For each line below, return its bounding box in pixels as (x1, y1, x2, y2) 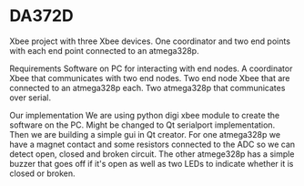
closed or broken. (9, 168, 76, 179)
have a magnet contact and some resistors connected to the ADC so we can (9, 139, 296, 150)
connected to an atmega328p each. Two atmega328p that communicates (9, 82, 286, 93)
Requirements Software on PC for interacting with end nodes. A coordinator (9, 63, 293, 74)
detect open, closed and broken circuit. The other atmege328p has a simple (9, 148, 295, 160)
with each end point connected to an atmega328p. (9, 45, 199, 56)
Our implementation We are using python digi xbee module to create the (9, 109, 280, 120)
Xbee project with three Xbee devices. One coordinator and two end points (9, 36, 291, 46)
